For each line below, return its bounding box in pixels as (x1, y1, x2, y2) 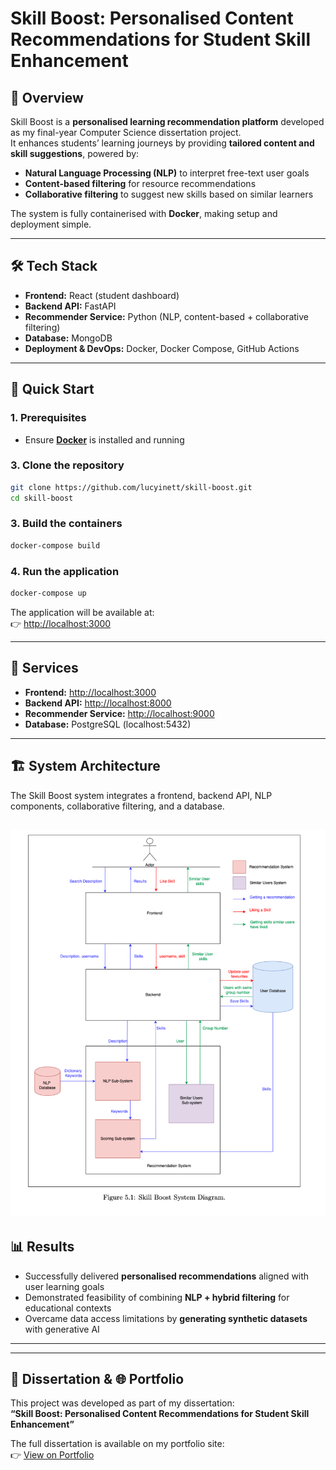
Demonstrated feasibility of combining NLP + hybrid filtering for (24, 1291, 290, 1303)
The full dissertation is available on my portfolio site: (10, 1438, 225, 1450)
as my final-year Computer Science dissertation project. (10, 127, 242, 138)
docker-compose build (10, 540, 101, 551)
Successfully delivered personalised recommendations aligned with (24, 1270, 310, 1282)
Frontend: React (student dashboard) (24, 289, 180, 301)
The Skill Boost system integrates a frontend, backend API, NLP (10, 789, 273, 801)
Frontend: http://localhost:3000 (24, 686, 157, 698)
